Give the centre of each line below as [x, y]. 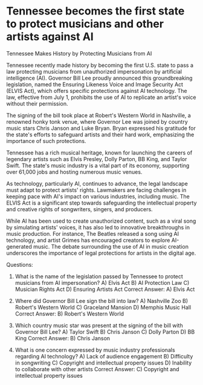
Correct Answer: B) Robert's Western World [69, 313]
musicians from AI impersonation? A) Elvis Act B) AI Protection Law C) [102, 282]
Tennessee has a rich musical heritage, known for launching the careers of [99, 153]
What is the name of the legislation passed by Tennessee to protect [99, 276]
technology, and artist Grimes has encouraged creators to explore [88, 240]
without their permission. [37, 103]
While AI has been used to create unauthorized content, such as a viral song [101, 221]
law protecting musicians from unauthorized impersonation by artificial [94, 71]
